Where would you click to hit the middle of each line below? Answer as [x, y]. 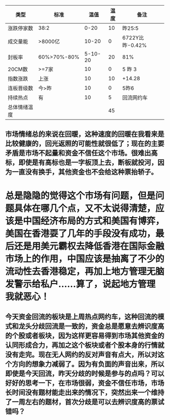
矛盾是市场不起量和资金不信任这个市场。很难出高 [81, 153]
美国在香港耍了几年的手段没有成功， [80, 233]
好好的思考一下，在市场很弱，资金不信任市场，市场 [85, 383]
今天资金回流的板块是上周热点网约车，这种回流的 [81, 317]
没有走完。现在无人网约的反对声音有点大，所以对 [81, 355]
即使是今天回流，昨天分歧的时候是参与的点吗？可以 [85, 373]
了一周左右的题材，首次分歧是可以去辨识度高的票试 [85, 402]
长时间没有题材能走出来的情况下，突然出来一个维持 [85, 392]
